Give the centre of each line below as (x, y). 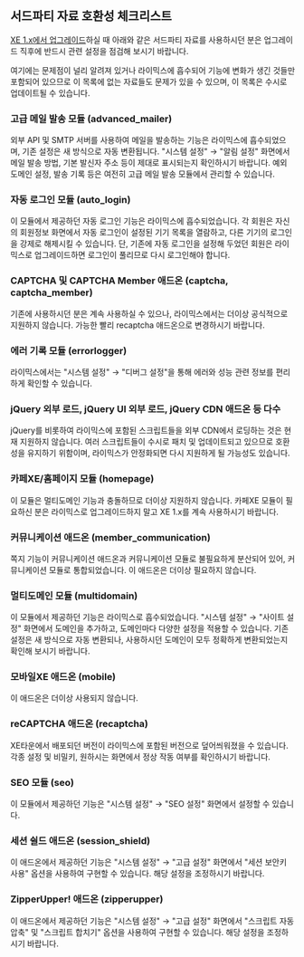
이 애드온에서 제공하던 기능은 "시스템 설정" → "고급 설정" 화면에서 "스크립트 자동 (152, 921)
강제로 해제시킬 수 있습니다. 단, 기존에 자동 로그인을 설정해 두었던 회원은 (146, 244)
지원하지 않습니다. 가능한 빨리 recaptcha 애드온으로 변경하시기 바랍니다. (138, 325)
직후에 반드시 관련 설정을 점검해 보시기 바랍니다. (104, 51)
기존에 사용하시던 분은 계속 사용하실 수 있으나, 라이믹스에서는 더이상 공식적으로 (149, 313)
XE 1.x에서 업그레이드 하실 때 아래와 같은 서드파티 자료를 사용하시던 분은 (136, 40)
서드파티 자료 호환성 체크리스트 (91, 16)
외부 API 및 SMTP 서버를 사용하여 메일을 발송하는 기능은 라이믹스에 (129, 140)
